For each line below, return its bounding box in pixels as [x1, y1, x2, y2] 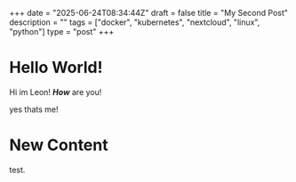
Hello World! [9, 58, 103, 78]
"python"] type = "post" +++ [9, 27, 115, 36]
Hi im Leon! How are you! [9, 86, 102, 97]
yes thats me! [9, 104, 60, 115]
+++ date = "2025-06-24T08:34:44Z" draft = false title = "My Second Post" [9, 8, 289, 18]
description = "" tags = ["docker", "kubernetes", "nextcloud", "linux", [9, 17, 260, 28]
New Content [9, 135, 108, 155]
